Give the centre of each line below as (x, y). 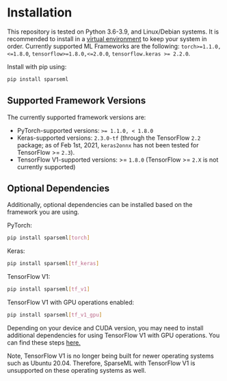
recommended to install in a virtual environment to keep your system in (107, 38)
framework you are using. (43, 212)
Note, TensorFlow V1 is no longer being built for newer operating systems (110, 356)
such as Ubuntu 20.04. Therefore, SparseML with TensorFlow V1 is (101, 363)
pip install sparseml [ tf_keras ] (53, 264)
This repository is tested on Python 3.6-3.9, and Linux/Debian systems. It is (113, 32)
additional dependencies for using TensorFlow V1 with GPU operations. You (113, 335)
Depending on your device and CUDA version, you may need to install (105, 328)
